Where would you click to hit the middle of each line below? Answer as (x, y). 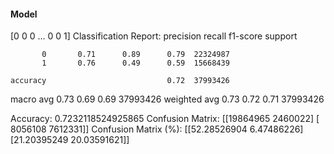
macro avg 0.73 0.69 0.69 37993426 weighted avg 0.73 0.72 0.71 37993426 (167, 99)
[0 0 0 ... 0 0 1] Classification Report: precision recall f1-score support (154, 36)
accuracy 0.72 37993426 (120, 81)
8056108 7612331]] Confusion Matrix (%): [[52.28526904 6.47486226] (157, 129)
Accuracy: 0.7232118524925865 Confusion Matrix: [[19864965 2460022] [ (165, 119)
